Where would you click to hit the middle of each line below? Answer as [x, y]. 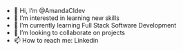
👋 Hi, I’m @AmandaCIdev [49, 11]
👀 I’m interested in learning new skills [66, 18]
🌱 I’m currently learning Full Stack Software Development [95, 25]
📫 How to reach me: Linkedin [56, 40]
